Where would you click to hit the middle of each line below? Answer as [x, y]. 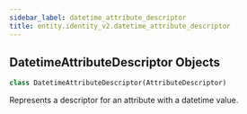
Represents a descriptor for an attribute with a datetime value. [124, 101]
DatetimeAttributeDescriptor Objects [115, 62]
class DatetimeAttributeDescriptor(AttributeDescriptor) [118, 83]
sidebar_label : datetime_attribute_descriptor [98, 18]
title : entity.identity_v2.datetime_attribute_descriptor [120, 26]
